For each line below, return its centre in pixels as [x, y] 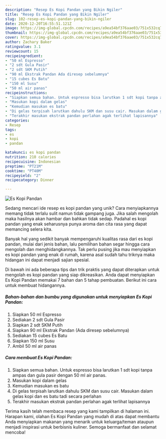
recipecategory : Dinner [30, 180]
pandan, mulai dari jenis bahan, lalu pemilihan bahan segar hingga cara [77, 244]
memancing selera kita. [29, 229]
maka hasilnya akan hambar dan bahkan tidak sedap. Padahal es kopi [76, 219]
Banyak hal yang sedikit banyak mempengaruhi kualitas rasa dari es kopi [79, 239]
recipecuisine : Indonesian [33, 162]
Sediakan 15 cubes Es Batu [40, 336]
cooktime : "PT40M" [24, 171]
